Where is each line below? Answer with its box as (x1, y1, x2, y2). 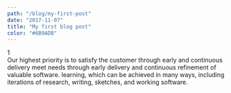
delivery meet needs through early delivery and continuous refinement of (7, 63, 216, 71)
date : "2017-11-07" (7, 17, 64, 24)
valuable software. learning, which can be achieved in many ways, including (7, 71, 225, 79)
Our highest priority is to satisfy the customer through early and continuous (7, 56, 223, 65)
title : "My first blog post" (7, 23, 92, 30)
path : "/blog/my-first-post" (7, 10, 92, 17)
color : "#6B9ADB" (7, 29, 58, 37)
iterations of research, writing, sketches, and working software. (7, 78, 189, 87)
